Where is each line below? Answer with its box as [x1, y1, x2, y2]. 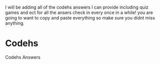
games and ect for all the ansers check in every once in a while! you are [5, 9, 153, 15]
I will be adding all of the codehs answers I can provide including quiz [5, 4, 149, 10]
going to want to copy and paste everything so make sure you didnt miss [5, 15, 155, 20]
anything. [5, 20, 25, 26]
